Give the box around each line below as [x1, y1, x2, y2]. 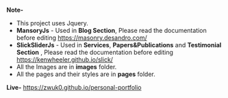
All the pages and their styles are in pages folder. [16, 70, 155, 78]
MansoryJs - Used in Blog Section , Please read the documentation [16, 27, 207, 34]
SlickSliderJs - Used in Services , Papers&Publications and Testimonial [16, 41, 222, 49]
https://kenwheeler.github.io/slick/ [16, 56, 114, 64]
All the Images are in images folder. [16, 63, 117, 71]
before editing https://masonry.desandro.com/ [16, 34, 148, 42]
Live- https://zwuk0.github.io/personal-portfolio [6, 84, 142, 91]
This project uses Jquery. [16, 19, 88, 27]
